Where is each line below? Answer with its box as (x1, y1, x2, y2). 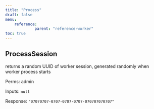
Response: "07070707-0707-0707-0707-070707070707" (5, 98, 115, 104)
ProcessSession (5, 50, 58, 58)
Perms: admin (5, 78, 34, 84)
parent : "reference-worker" (34, 26, 94, 31)
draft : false (5, 12, 33, 17)
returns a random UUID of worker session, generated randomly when (5, 63, 149, 69)
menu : (5, 17, 17, 22)
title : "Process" (5, 7, 42, 13)
